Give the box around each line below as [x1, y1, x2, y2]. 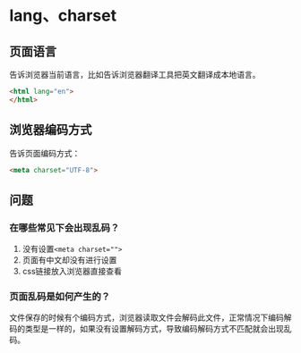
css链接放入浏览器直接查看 [21, 266, 123, 277]
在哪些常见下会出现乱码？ [9, 222, 120, 234]
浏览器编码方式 [9, 122, 92, 138]
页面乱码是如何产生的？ [9, 290, 110, 303]
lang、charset [9, 5, 117, 26]
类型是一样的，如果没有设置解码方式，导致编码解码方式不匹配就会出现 [24, 324, 284, 334]
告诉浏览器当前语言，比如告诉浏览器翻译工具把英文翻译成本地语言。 [9, 70, 261, 80]
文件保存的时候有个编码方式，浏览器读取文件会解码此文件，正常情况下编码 [9, 312, 284, 324]
